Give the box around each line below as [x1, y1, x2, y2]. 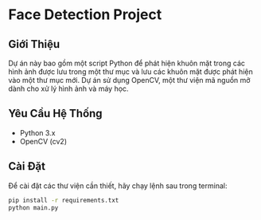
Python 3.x [19, 128, 56, 137]
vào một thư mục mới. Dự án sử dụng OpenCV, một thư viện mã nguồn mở [8, 76, 251, 84]
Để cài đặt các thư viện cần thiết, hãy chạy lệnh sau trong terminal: [8, 181, 228, 191]
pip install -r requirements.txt [8, 196, 119, 204]
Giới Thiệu [8, 37, 60, 51]
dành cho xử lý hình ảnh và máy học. [8, 84, 129, 93]
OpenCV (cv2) [19, 136, 68, 146]
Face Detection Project [8, 6, 162, 24]
